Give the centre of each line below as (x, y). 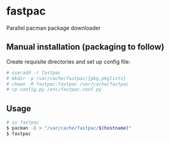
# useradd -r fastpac (34, 73)
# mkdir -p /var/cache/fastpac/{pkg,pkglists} (66, 78)
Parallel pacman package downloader (54, 28)
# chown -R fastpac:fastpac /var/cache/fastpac (68, 84)
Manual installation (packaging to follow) (85, 47)
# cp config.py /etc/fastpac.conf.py (54, 90)
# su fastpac (23, 122)
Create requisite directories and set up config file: (68, 61)
